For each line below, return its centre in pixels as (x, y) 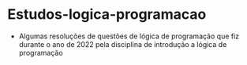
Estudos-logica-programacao (107, 14)
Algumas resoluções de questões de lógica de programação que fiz (129, 36)
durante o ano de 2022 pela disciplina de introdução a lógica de (123, 44)
